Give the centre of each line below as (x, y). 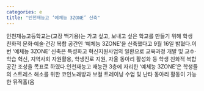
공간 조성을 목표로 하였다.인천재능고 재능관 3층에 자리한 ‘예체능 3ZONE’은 (94, 66)
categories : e (24, 12)
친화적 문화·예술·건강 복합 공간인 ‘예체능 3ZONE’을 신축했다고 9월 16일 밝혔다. (99, 43)
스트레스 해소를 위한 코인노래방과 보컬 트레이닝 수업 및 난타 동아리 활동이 (99, 74)
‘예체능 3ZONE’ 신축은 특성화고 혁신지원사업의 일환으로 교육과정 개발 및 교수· (104, 51)
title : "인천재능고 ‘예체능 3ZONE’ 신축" (53, 18)
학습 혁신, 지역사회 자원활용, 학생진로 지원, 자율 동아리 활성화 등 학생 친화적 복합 (101, 59)
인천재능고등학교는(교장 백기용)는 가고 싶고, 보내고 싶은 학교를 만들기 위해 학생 (100, 36)
